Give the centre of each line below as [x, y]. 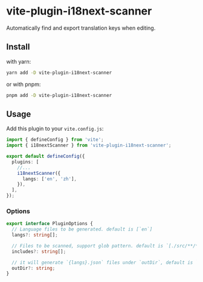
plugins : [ [25, 162]
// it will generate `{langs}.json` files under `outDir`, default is [102, 262]
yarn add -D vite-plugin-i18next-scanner [59, 73]
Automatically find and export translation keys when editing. [81, 28]
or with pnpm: [24, 84]
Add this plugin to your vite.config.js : [55, 129]
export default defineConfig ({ [46, 156]
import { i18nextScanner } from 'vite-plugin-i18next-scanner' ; [89, 146]
